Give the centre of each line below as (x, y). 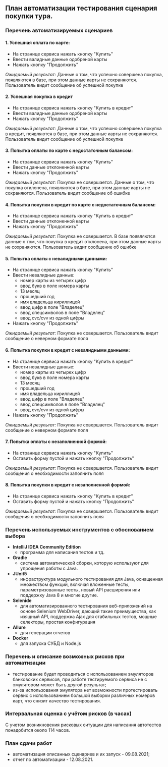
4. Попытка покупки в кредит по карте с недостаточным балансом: (80, 204)
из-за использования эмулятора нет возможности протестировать (85, 690)
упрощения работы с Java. (49, 568)
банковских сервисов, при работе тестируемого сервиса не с (80, 679)
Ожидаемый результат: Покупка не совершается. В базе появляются (80, 236)
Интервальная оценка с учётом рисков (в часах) (69, 714)
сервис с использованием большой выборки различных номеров (84, 695)
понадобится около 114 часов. (38, 730)
